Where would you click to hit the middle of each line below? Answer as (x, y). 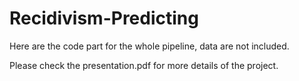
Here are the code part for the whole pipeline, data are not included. (149, 46)
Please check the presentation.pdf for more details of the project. (144, 65)
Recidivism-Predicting (104, 18)
